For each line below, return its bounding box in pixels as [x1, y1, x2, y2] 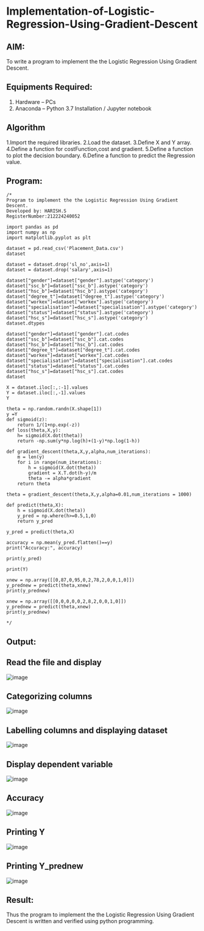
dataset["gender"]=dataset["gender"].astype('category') [6, 278, 154, 284]
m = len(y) [17, 454, 45, 460]
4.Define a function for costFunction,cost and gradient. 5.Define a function [6, 145, 194, 152]
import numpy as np [6, 229, 56, 236]
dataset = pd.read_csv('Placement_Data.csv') [6, 246, 124, 252]
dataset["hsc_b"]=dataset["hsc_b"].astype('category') [6, 289, 149, 295]
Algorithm [6, 122, 46, 133]
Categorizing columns [6, 691, 93, 702]
